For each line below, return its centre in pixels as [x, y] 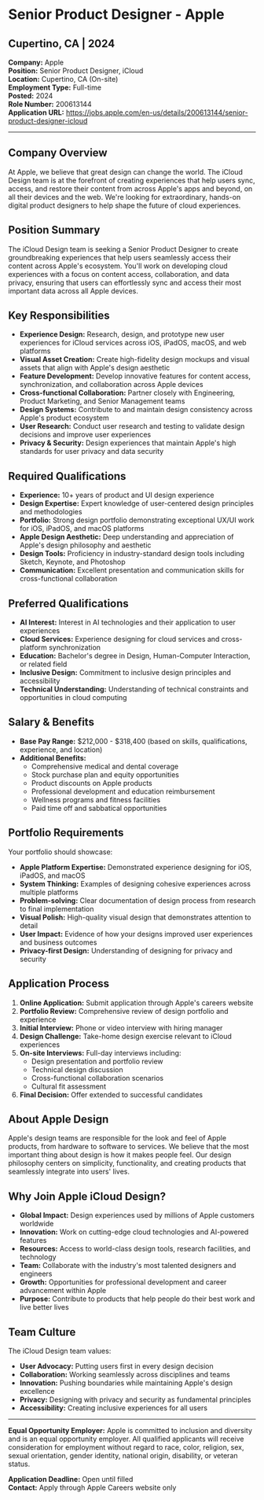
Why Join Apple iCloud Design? [87, 1196]
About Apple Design [59, 1119]
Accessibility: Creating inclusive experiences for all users [114, 1408]
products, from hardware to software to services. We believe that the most [128, 1147]
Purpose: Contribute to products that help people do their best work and [137, 1299]
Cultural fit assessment [68, 1086]
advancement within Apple [63, 1291]
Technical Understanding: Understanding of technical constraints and [134, 689]
